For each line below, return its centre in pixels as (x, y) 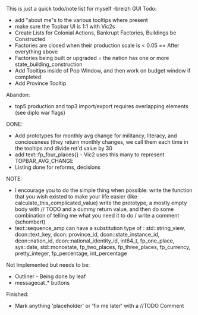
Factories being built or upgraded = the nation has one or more (92, 58)
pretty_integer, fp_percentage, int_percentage (71, 253)
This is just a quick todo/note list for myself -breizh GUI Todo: (81, 9)
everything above (36, 52)
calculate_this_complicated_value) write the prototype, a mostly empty (101, 203)
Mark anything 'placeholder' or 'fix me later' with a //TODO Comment (99, 306)
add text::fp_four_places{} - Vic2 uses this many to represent (89, 155)
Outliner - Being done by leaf (50, 276)
